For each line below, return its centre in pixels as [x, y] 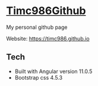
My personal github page [37, 27]
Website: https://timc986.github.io [48, 38]
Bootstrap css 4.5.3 [39, 77]
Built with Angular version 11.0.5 [53, 71]
